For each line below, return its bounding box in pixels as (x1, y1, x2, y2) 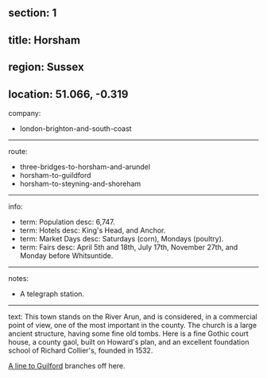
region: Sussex (8, 60, 85, 74)
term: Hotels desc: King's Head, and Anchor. (19, 226, 166, 235)
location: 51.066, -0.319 (8, 87, 129, 101)
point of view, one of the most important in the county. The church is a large (8, 320, 257, 330)
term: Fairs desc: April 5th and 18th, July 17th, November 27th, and (19, 242, 238, 252)
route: (8, 146, 28, 156)
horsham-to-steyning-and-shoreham (19, 179, 141, 188)
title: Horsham (8, 33, 81, 47)
